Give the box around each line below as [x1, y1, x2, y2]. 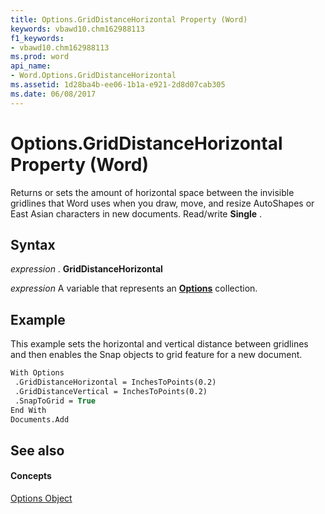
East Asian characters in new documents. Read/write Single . [10, 207, 263, 220]
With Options [10, 368, 65, 378]
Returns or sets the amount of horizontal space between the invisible [10, 186, 295, 198]
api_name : [10, 61, 52, 71]
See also [10, 442, 65, 459]
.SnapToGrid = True [14, 396, 97, 406]
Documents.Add [10, 414, 70, 425]
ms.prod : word [10, 52, 70, 62]
